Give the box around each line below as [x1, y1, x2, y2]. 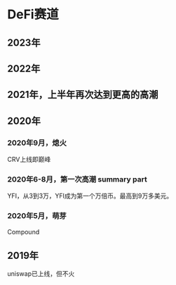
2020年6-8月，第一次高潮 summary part [7, 174, 147, 184]
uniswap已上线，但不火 [7, 270, 75, 278]
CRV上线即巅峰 [7, 156, 51, 164]
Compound [7, 227, 40, 236]
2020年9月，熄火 [7, 138, 67, 148]
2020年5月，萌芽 [7, 211, 67, 221]
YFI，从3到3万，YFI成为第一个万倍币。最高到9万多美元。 [7, 191, 173, 201]
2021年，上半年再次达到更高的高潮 [7, 89, 158, 101]
